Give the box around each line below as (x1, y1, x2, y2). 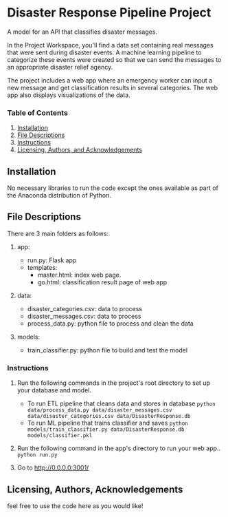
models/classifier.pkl (27, 432, 93, 439)
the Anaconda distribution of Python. (7, 191, 112, 200)
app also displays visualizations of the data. (7, 91, 130, 99)
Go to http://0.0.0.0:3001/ (16, 463, 89, 472)
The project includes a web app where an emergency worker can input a (7, 76, 213, 84)
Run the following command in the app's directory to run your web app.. (16, 444, 221, 452)
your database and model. (16, 386, 91, 394)
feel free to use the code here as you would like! (7, 501, 144, 510)
